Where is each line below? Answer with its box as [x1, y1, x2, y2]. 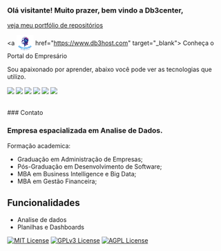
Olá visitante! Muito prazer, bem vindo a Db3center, [7, 6, 184, 15]
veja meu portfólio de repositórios [7, 21, 104, 30]
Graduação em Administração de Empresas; [17, 155, 143, 163]
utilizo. [7, 73, 26, 81]
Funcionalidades [7, 197, 81, 209]
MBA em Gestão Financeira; [17, 177, 97, 185]
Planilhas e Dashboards [17, 223, 85, 231]
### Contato [7, 109, 44, 117]
